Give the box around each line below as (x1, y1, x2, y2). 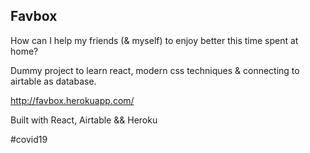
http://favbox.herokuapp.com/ (10, 94, 135, 106)
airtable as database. (10, 75, 97, 87)
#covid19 (10, 133, 48, 145)
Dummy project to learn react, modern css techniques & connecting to (10, 64, 300, 76)
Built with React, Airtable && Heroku (10, 114, 158, 126)
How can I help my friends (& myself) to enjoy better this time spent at (10, 34, 299, 46)
